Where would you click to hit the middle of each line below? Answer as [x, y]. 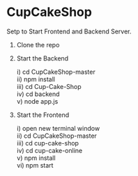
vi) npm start [35, 165]
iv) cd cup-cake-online [49, 150]
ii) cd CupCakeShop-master [56, 136]
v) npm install [36, 158]
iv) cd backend [38, 94]
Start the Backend [43, 58]
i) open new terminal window [58, 128]
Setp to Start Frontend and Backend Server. [69, 31]
